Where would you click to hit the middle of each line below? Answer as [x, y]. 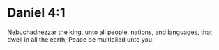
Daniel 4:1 [36, 13]
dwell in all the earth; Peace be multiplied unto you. [81, 39]
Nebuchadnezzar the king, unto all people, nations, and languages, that [110, 32]
